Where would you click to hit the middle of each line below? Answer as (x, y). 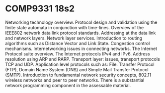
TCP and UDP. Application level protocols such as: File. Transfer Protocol (80, 64)
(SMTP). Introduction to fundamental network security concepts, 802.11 (78, 75)
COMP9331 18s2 (40, 9)
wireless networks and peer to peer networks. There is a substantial (75, 80)
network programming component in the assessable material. (68, 85)
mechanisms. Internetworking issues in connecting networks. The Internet (81, 48)
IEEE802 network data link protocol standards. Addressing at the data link (81, 33)
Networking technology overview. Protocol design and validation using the (81, 22)
